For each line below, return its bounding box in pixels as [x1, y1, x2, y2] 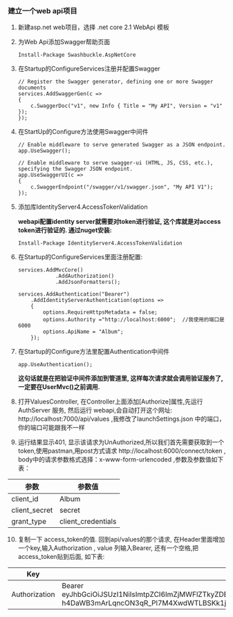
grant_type [11, 517, 47, 526]
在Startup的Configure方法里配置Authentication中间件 [17, 348, 170, 356]
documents [17, 84, 47, 91]
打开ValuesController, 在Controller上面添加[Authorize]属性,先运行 [17, 397, 203, 406]
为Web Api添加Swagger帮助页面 [17, 38, 111, 46]
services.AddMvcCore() [17, 267, 84, 274]
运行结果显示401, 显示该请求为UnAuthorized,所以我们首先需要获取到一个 [17, 438, 225, 446]
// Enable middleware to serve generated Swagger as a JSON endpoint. [17, 142, 226, 149]
